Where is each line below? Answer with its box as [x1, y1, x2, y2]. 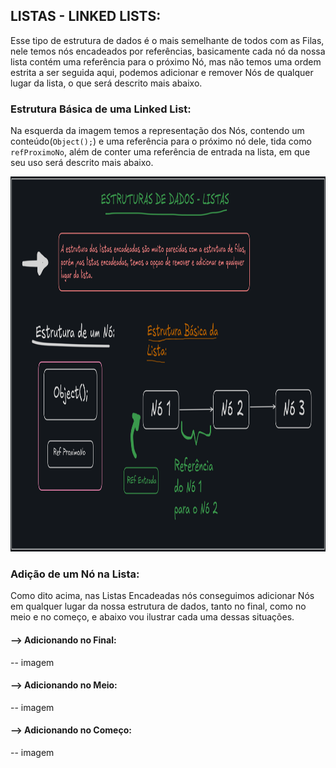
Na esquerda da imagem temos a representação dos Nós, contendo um [10, 125, 305, 137]
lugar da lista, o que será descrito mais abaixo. [10, 77, 203, 89]
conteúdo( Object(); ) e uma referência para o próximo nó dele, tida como [10, 135, 312, 148]
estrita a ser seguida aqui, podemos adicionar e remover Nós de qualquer [10, 66, 314, 78]
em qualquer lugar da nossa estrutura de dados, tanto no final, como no [10, 600, 307, 613]
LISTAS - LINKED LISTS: [10, 8, 162, 25]
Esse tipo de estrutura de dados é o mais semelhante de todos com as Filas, [10, 34, 325, 46]
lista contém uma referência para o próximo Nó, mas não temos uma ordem [10, 55, 322, 68]
